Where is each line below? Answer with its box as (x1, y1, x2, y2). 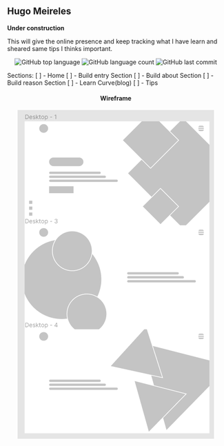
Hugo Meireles (7, 6, 72, 17)
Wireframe (99, 94, 132, 103)
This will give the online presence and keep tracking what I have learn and (7, 37, 218, 45)
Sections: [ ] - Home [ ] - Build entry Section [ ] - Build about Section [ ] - (7, 71, 214, 79)
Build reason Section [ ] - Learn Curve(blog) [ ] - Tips (7, 79, 159, 87)
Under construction (7, 23, 65, 32)
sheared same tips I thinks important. (7, 44, 112, 52)
